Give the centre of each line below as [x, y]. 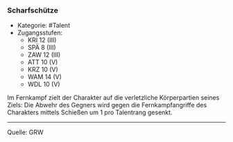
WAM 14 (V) [45, 77]
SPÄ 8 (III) [42, 48]
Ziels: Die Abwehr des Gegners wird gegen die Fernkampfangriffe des [107, 105]
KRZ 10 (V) [43, 70]
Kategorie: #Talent [44, 26]
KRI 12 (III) [42, 40]
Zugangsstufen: [40, 33]
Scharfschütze [33, 10]
